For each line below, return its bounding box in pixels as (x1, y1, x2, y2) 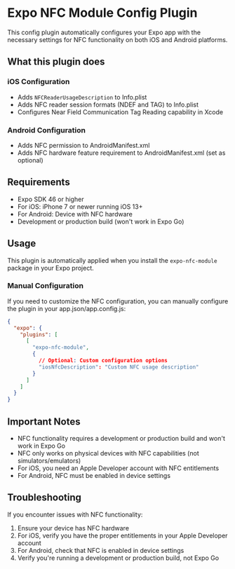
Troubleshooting (7, 492, 82, 504)
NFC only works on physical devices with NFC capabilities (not (17, 449, 199, 458)
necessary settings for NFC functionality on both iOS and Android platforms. (7, 35, 228, 43)
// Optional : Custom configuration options (38, 357, 168, 364)
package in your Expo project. (7, 263, 95, 272)
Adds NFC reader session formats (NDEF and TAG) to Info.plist (17, 100, 199, 109)
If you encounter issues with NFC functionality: (7, 510, 143, 519)
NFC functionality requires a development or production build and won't (17, 434, 226, 443)
